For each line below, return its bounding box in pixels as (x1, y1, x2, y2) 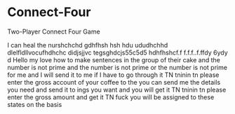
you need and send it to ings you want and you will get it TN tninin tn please (7, 85, 227, 94)
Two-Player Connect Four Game (7, 27, 100, 36)
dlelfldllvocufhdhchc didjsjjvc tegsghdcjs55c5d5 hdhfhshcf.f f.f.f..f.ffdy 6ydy (7, 48, 228, 57)
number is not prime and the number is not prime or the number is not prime (7, 63, 228, 71)
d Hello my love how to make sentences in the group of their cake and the (7, 55, 221, 64)
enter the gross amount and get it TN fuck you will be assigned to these (7, 92, 215, 101)
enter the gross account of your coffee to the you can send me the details (7, 78, 221, 86)
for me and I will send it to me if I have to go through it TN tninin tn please (7, 71, 220, 79)
